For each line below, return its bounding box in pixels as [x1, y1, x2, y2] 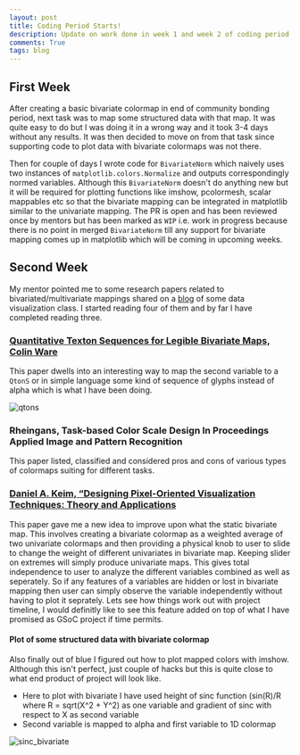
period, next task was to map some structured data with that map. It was [9, 112, 276, 123]
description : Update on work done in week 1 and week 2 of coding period [9, 29, 290, 38]
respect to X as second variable [21, 709, 140, 719]
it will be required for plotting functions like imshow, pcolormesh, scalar [9, 187, 272, 197]
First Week [9, 79, 71, 95]
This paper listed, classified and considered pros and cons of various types [9, 456, 287, 467]
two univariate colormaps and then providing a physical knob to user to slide [9, 537, 291, 549]
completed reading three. [9, 311, 103, 322]
